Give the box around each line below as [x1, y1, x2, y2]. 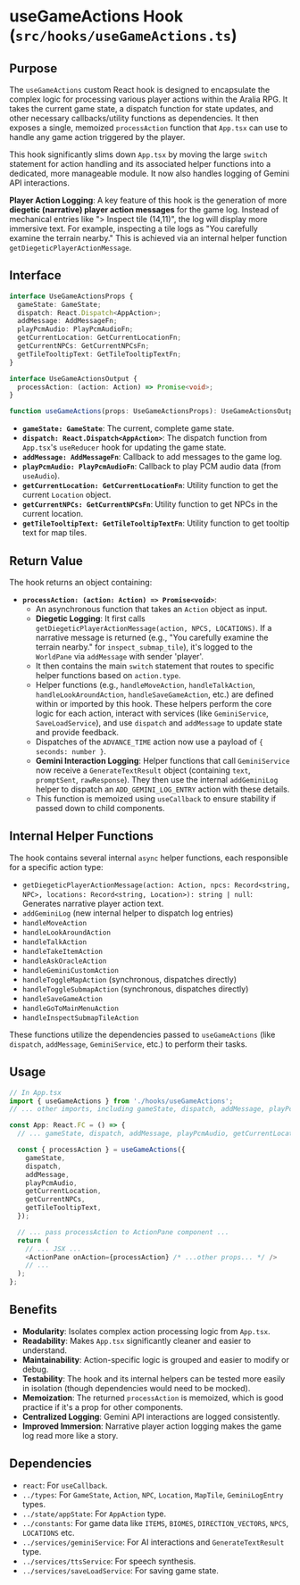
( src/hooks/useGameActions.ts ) [9, 25, 237, 46]
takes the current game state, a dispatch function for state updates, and [9, 104, 274, 113]
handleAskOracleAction [21, 957, 107, 966]
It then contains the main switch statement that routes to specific [35, 660, 275, 671]
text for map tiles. [21, 527, 87, 538]
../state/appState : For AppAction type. [21, 1508, 167, 1519]
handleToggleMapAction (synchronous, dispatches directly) [21, 974, 237, 984]
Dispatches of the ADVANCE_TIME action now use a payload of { [35, 736, 263, 747]
